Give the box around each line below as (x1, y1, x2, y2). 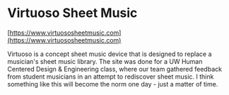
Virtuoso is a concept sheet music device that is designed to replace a (7, 50, 212, 58)
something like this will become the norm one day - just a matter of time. (7, 79, 218, 88)
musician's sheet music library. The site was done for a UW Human (7, 57, 203, 65)
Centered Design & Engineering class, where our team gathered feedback (7, 65, 223, 73)
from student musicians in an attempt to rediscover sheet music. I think (7, 72, 214, 81)
